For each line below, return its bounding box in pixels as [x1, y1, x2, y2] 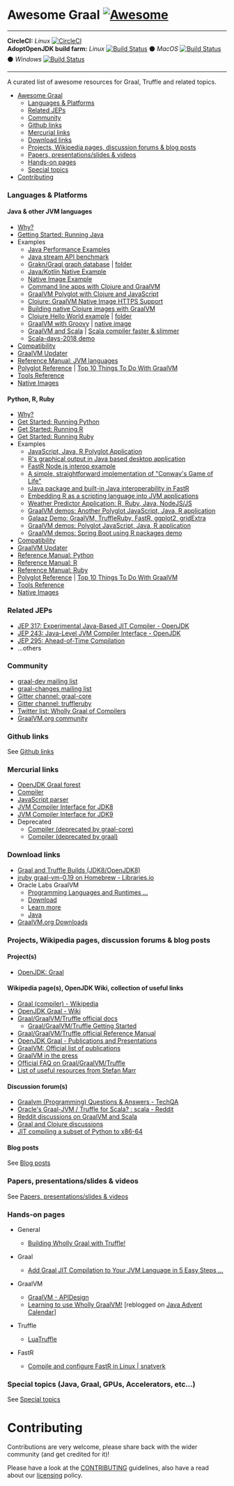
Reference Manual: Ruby [17, 566, 88, 574]
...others [17, 644, 42, 652]
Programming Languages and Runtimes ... [27, 888, 148, 896]
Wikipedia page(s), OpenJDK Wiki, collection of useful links [7, 984, 184, 993]
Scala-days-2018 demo [27, 334, 95, 343]
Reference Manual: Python [17, 551, 94, 560]
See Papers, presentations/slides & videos [7, 1192, 129, 1201]
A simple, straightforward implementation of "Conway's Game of [27, 470, 214, 478]
